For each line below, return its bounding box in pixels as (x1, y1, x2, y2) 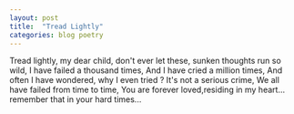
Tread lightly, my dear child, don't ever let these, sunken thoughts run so (9, 56, 282, 67)
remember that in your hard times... (9, 94, 142, 105)
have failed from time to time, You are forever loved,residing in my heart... (9, 84, 285, 96)
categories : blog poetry (9, 30, 104, 39)
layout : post (9, 13, 59, 23)
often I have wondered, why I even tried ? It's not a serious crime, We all (9, 75, 280, 86)
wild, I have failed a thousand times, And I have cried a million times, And (9, 65, 283, 76)
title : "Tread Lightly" (9, 22, 104, 31)
